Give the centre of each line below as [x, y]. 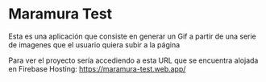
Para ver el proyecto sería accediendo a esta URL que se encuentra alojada [133, 60]
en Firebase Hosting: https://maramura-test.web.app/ [97, 68]
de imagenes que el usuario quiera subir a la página [94, 44]
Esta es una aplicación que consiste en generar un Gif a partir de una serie [132, 36]
